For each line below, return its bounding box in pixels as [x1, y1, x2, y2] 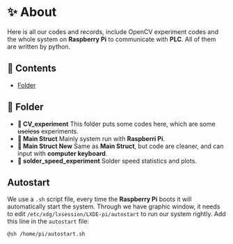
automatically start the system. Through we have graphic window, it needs [7, 202, 220, 211]
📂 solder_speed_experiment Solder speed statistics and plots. [17, 156, 197, 165]
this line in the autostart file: [7, 217, 89, 226]
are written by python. [7, 42, 71, 51]
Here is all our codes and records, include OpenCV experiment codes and [7, 27, 219, 35]
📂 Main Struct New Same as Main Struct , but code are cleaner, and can [17, 142, 224, 150]
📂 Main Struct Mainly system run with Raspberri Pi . [17, 134, 166, 143]
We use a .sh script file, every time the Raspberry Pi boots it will [7, 195, 192, 204]
